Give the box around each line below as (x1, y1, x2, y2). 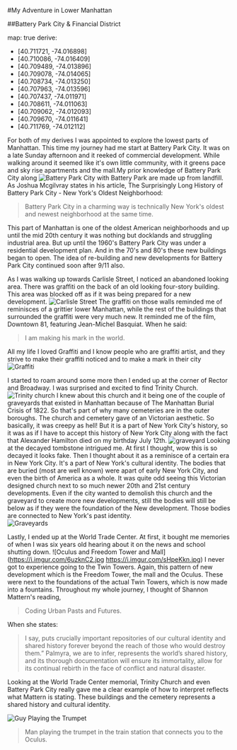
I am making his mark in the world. (24, 334, 125, 342)
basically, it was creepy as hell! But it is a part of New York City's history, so (7, 421, 229, 429)
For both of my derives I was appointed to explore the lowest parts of (7, 136, 209, 144)
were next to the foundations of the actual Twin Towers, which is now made (7, 578, 228, 586)
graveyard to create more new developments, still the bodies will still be (7, 497, 216, 504)
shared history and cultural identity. (7, 700, 111, 708)
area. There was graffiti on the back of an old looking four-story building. (7, 282, 220, 291)
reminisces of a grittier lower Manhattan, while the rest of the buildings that (7, 305, 226, 313)
